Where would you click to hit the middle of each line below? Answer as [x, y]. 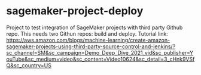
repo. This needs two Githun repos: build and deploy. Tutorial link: [87, 33]
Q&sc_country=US [29, 65]
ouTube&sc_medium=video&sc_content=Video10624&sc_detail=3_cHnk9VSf [100, 59]
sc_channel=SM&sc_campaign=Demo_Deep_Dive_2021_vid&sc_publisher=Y [100, 52]
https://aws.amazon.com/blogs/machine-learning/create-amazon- [88, 40]
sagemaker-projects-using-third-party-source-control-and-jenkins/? [91, 46]
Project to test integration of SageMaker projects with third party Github [95, 27]
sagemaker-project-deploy [75, 11]
